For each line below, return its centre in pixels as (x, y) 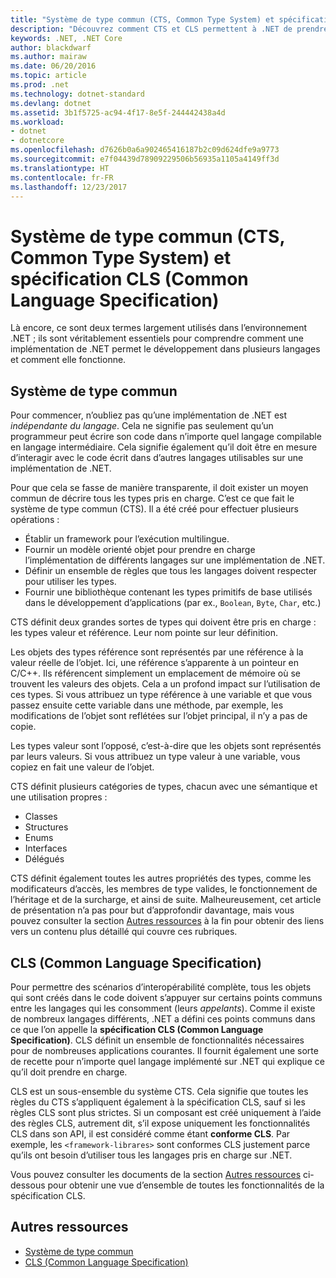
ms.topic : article (48, 76)
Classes (41, 817)
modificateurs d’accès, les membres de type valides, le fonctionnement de (164, 889)
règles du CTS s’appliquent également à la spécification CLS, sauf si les (158, 1102)
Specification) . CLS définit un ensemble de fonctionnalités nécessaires (157, 1040)
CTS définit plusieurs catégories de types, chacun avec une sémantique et (164, 787)
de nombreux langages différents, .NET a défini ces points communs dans (163, 1018)
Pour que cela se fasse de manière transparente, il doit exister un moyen (159, 488)
